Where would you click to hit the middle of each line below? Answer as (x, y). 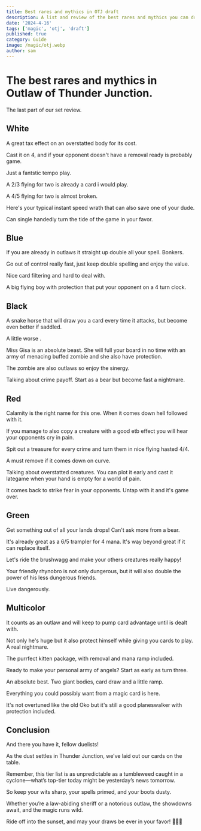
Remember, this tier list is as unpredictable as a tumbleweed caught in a (95, 774)
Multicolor (26, 608)
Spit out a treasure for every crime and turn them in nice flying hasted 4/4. (98, 449)
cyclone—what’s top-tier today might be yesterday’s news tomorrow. (91, 781)
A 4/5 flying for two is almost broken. (52, 196)
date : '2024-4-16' (29, 23)
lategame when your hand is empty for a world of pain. (74, 478)
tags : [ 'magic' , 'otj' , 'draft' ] (48, 28)
